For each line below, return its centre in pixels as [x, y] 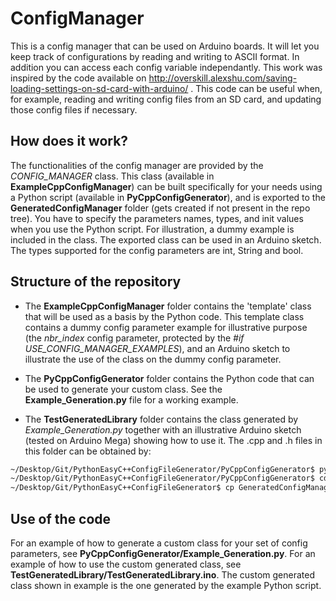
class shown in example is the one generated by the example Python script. [166, 585]
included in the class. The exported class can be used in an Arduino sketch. [166, 239]
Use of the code [61, 518]
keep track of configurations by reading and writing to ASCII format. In [155, 56]
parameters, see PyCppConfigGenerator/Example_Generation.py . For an [163, 553]
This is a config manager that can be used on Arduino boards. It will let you [165, 46]
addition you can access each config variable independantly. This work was [166, 67]
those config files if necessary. [74, 109]
